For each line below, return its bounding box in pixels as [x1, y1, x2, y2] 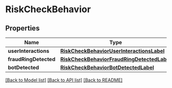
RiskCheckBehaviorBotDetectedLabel [60, 64, 155, 71]
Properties [5, 24, 40, 33]
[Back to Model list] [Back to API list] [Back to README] [5, 77, 123, 83]
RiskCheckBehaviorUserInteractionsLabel [60, 47, 165, 54]
